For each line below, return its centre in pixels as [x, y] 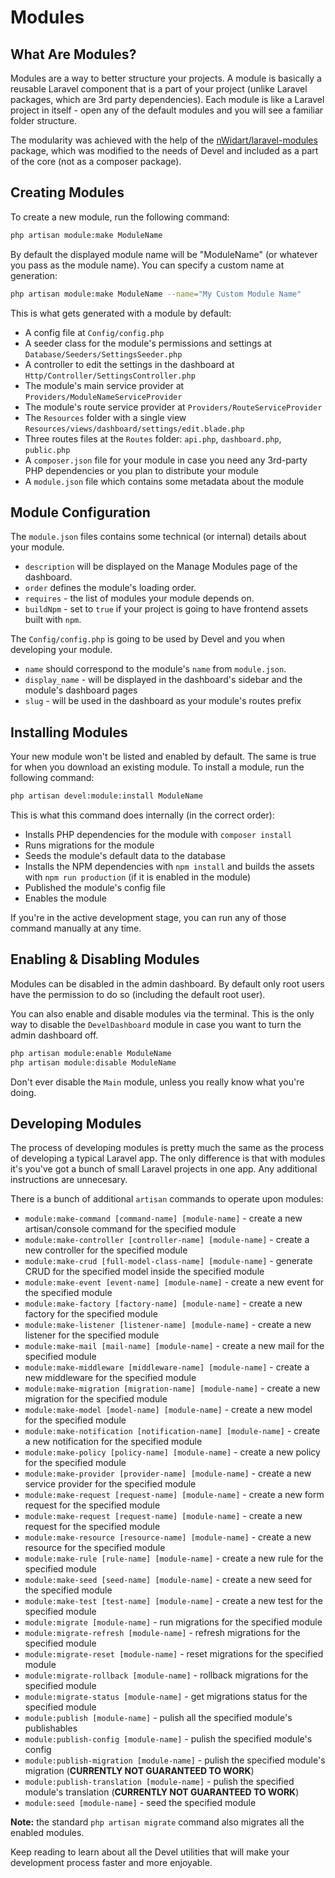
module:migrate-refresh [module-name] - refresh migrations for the [162, 1633]
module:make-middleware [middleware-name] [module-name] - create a [167, 1367]
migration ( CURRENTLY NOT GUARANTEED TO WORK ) [139, 1771]
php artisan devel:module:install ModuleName [106, 796]
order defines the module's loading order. [110, 588]
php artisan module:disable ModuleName [93, 1062]
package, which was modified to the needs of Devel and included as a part [164, 150]
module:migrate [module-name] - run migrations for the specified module [173, 1622]
